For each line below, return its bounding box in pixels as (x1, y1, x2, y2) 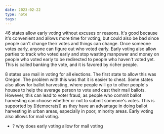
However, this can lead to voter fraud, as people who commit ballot (5, 92, 142, 98)
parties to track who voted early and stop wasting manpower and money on (5, 51, 160, 57)
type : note (5, 12, 28, 17)
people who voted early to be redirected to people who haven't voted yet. (5, 57, 155, 63)
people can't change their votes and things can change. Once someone (5, 41, 151, 47)
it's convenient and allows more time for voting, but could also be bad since (5, 35, 159, 41)
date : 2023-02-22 (5, 7, 41, 12)
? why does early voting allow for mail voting (12, 123, 103, 129)
